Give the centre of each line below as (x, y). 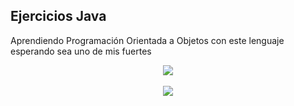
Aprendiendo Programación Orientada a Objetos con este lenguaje (147, 40)
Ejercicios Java (58, 16)
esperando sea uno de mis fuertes (81, 51)
